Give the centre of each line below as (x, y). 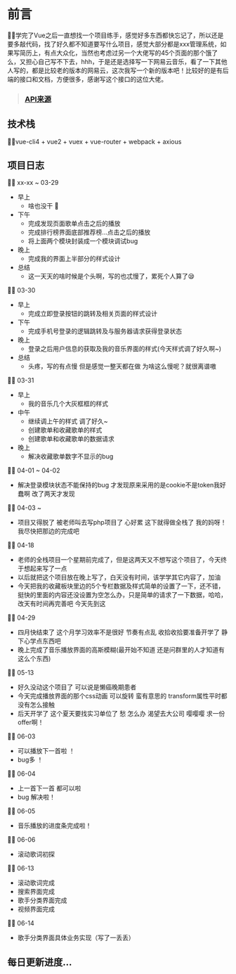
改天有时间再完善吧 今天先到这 (61, 604)
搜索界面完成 (36, 892)
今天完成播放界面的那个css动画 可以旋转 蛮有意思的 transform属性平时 (119, 696)
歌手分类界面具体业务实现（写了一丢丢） (76, 938)
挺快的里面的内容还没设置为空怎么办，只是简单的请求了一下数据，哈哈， (122, 595)
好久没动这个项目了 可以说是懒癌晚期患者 (77, 687)
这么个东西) (34, 659)
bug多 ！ (30, 760)
